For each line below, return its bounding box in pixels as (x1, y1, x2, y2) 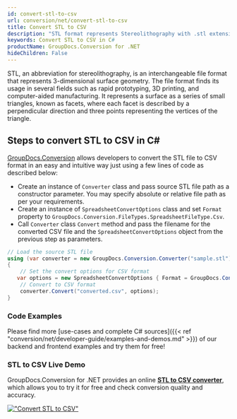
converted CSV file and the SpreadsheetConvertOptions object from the (17, 227, 224, 235)
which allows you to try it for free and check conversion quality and (7, 383, 203, 392)
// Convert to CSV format (20, 281, 97, 288)
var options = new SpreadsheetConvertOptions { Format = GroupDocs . (16, 275, 222, 282)
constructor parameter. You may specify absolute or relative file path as (17, 189, 226, 198)
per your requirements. (17, 197, 85, 206)
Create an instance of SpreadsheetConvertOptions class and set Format (17, 204, 222, 213)
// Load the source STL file (7, 248, 93, 255)
